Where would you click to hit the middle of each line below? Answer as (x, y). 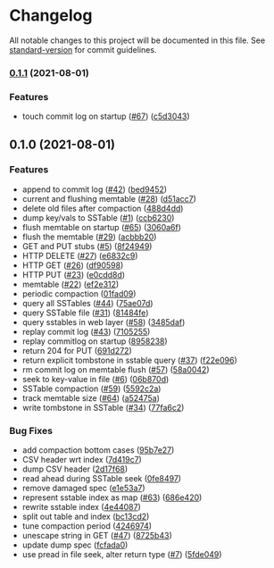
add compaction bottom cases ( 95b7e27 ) (98, 450)
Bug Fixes (31, 430)
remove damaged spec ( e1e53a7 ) (83, 489)
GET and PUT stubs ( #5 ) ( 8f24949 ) (87, 246)
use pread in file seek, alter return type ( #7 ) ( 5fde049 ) (122, 555)
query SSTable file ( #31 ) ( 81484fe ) (85, 313)
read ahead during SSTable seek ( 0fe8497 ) (101, 479)
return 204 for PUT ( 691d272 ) (77, 350)
